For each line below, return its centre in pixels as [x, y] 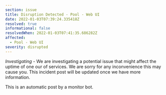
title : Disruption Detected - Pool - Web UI [52, 14]
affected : [16, 38]
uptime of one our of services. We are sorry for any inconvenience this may [83, 66]
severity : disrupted [27, 47]
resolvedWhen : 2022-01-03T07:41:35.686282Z [51, 33]
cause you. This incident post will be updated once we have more [73, 72]
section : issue [21, 10]
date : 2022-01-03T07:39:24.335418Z [42, 19]
